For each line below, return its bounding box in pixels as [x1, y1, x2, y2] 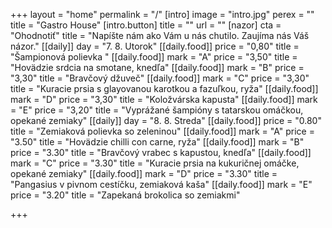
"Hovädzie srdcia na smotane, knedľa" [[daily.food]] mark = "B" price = [10, 62, 305, 73]
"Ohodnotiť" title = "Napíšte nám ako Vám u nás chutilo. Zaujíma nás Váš [10, 30, 310, 41]
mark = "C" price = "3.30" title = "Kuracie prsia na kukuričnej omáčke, [10, 157, 300, 169]
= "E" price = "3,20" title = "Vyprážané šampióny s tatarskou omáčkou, [10, 104, 304, 116]
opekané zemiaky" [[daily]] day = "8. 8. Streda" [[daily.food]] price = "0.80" [10, 115, 322, 126]
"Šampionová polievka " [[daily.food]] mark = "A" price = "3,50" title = [10, 51, 298, 63]
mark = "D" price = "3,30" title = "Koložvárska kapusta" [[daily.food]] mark [10, 94, 318, 105]
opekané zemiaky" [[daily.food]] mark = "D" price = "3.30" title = [10, 168, 278, 179]
